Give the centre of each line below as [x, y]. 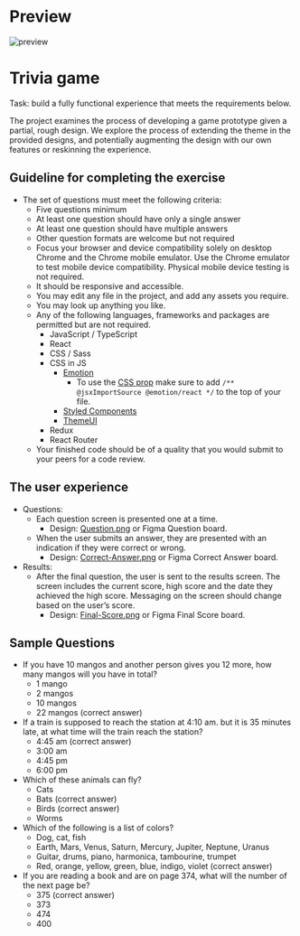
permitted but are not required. [93, 324]
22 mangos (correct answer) [89, 713]
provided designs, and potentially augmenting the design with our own [141, 140]
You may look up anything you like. [101, 305]
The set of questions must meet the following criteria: [122, 200]
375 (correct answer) [75, 895]
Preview [41, 17]
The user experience [69, 487]
